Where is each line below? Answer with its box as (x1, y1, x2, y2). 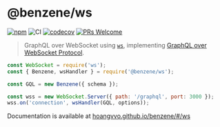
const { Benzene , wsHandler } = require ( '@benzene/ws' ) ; (7, 68, 174, 75)
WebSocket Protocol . (23, 48, 85, 57)
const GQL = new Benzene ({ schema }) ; (7, 81, 119, 88)
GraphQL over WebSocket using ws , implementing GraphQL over (23, 41, 207, 49)
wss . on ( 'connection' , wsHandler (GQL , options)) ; (7, 99, 150, 106)
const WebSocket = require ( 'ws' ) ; (7, 61, 107, 68)
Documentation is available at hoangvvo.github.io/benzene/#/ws (7, 112, 191, 120)
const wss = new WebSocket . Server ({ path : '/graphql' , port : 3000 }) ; (7, 93, 214, 100)
